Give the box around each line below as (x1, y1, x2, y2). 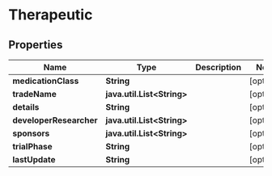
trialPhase (12, 141, 53, 152)
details (12, 102, 40, 112)
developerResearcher (12, 115, 99, 126)
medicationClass (12, 75, 79, 86)
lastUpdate (12, 154, 56, 165)
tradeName (12, 89, 57, 99)
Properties (8, 38, 63, 52)
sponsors (12, 128, 50, 139)
